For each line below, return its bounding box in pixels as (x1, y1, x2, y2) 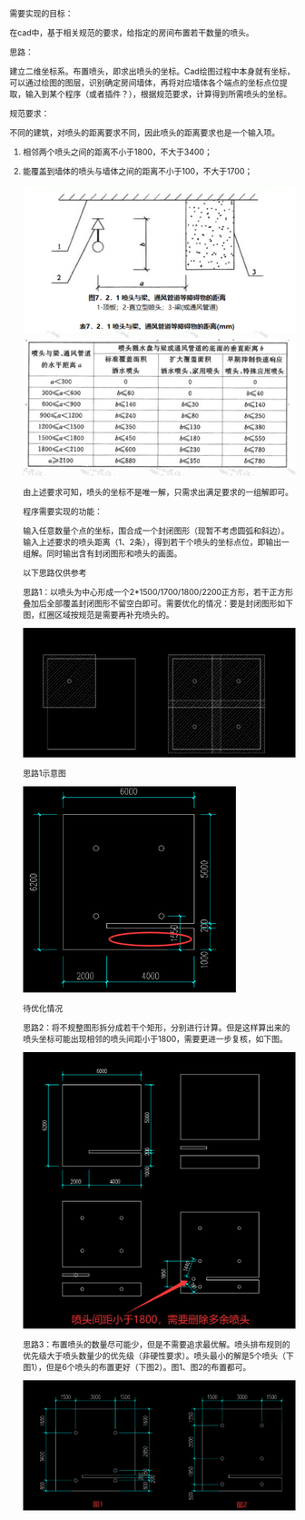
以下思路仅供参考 (22, 567, 87, 578)
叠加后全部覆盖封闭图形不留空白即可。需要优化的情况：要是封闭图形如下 (22, 598, 293, 609)
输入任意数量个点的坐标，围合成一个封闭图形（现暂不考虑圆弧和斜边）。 (22, 525, 290, 536)
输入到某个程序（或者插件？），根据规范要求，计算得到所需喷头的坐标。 (25, 89, 292, 99)
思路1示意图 (22, 767, 66, 779)
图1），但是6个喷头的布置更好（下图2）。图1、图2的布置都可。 (22, 1361, 251, 1372)
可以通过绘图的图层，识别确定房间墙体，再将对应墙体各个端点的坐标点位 (9, 77, 280, 88)
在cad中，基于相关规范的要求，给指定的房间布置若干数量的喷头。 (9, 27, 254, 38)
